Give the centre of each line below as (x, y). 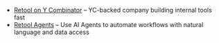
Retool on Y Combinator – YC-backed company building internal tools (113, 10)
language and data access (52, 32)
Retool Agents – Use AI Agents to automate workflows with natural (108, 25)
